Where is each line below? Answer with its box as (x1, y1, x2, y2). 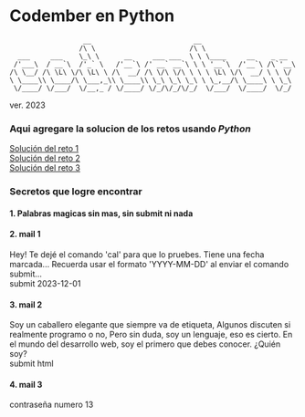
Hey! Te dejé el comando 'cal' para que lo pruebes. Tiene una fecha (9, 248, 265, 260)
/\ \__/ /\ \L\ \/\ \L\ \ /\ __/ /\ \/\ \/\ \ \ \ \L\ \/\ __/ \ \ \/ (9, 68, 292, 77)
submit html (9, 358, 54, 370)
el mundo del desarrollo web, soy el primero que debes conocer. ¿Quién (9, 339, 281, 349)
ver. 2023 (9, 99, 46, 110)
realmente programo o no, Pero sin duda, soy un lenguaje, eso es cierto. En (9, 329, 293, 340)
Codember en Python (9, 5, 175, 26)
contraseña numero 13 (9, 399, 94, 411)
